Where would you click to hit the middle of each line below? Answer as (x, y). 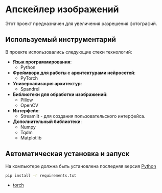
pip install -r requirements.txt (41, 175)
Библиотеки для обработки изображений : (60, 94)
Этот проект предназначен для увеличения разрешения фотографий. (81, 23)
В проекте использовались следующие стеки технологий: (69, 52)
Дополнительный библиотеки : (47, 122)
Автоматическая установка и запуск (67, 154)
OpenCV (29, 105)
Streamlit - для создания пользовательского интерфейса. (83, 116)
